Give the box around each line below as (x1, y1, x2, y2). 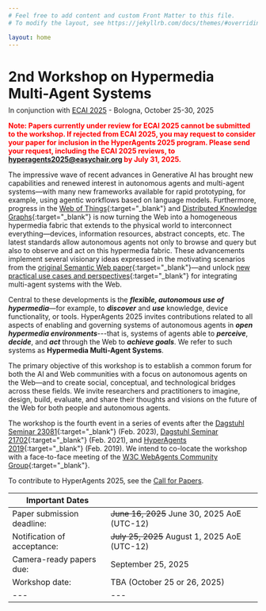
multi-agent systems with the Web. (8, 279, 123, 290)
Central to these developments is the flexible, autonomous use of (8, 295, 224, 305)
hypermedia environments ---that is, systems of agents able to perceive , (8, 329, 249, 338)
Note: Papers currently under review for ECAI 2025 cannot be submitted (8, 121, 251, 131)
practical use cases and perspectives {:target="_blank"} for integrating (8, 271, 237, 281)
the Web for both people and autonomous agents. (8, 403, 171, 413)
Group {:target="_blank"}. (8, 461, 90, 471)
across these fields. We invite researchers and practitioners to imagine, (8, 386, 241, 396)
